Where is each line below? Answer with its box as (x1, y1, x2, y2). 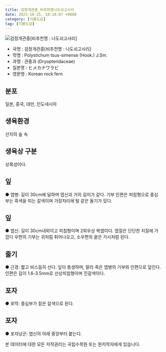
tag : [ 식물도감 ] (5, 21, 35, 26)
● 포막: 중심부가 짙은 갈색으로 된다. (5, 300, 74, 306)
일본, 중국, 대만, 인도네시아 (5, 101, 57, 107)
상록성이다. (5, 161, 27, 167)
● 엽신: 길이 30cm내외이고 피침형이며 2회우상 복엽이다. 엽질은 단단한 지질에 (5, 228, 154, 234)
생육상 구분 (5, 147, 37, 156)
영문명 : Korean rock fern (12, 71, 63, 77)
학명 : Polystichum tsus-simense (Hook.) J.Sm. (12, 52, 108, 58)
